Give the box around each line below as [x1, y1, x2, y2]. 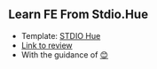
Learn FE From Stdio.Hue [8, 7, 148, 22]
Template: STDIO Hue [20, 30, 101, 41]
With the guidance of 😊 [20, 49, 108, 60]
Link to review [20, 40, 73, 50]
